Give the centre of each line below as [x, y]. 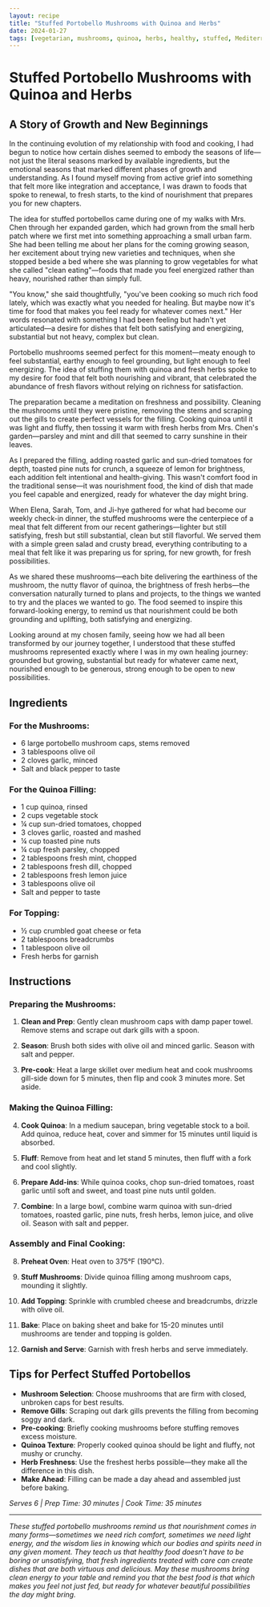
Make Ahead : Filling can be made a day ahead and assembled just [131, 1479]
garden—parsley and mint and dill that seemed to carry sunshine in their [128, 436]
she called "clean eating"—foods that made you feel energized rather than [132, 271]
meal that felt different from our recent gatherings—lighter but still [118, 527]
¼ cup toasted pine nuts [60, 841]
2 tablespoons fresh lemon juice [74, 875]
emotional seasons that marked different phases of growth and [113, 169]
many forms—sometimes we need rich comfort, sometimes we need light [130, 1535]
